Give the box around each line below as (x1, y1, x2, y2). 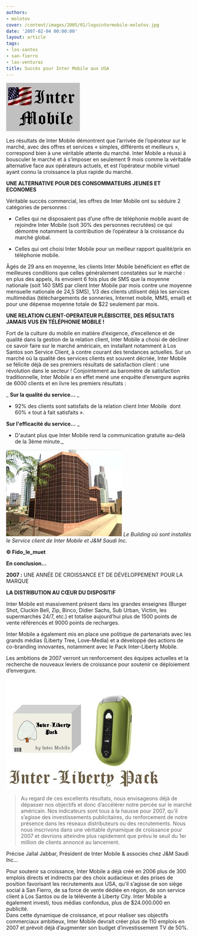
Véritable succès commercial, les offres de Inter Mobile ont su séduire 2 (6, 197, 181, 204)
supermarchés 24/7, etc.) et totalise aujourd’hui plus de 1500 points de (6, 613, 177, 620)
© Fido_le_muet (6, 548, 46, 555)
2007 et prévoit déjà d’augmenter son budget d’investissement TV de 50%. (6, 924, 189, 931)
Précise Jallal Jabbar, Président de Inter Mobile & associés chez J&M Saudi (6, 850, 189, 857)
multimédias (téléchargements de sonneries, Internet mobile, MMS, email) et (6, 294, 192, 301)
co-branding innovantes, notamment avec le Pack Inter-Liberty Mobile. (6, 643, 179, 650)
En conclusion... (6, 560, 47, 567)
